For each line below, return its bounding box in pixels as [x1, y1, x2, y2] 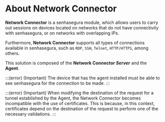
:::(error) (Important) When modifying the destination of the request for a [5, 90, 154, 96]
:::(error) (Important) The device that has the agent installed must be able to [5, 75, 160, 81]
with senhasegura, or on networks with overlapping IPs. [5, 30, 119, 36]
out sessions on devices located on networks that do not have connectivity [5, 24, 159, 30]
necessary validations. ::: [5, 111, 56, 117]
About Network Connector [5, 3, 117, 14]
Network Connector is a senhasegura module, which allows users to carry [5, 19, 159, 25]
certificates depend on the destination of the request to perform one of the [5, 106, 159, 112]
